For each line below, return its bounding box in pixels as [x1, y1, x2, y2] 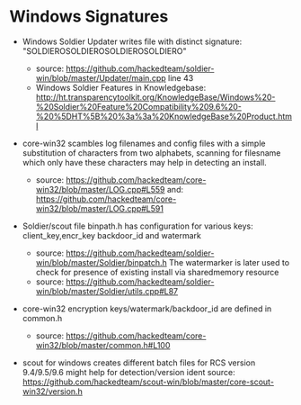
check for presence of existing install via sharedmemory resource [35, 266, 279, 277]
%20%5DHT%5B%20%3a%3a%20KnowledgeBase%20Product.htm [35, 111, 293, 121]
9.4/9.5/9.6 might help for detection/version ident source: [22, 366, 235, 377]
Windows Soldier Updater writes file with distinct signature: [22, 36, 243, 47]
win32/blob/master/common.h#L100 [35, 339, 171, 350]
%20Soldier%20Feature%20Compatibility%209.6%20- [35, 101, 243, 112]
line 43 [167, 72, 194, 83]
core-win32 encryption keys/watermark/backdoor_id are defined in [22, 303, 272, 314]
